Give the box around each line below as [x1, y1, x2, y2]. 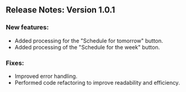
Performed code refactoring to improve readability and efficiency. [14, 79, 180, 86]
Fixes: [6, 58, 24, 67]
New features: [6, 23, 50, 32]
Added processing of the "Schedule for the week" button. [14, 43, 160, 51]
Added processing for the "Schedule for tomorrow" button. [14, 37, 163, 44]
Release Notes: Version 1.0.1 [6, 5, 116, 15]
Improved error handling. [14, 73, 78, 80]
